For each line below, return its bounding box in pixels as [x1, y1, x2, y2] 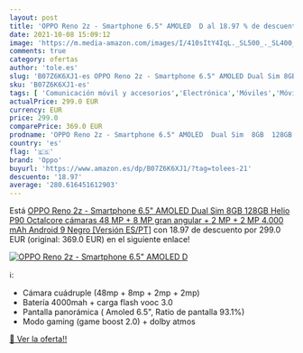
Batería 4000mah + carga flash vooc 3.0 [22, 297, 173, 308]
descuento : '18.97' [9, 172, 83, 181]
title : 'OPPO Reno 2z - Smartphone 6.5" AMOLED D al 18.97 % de [9, 22, 260, 31]
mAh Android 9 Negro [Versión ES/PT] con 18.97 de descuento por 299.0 [9, 224, 281, 235]
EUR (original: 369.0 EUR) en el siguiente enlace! [9, 234, 191, 245]
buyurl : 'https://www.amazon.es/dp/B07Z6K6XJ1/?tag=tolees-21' [9, 164, 252, 173]
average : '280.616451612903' [9, 181, 119, 190]
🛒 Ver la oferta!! [9, 334, 68, 345]
